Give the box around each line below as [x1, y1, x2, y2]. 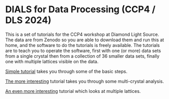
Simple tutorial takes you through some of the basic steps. [5, 68, 128, 75]
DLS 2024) [5, 14, 52, 26]
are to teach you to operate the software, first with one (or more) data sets [5, 47, 161, 54]
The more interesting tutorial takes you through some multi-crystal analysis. [5, 78, 164, 84]
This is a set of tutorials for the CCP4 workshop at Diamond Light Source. [5, 31, 159, 37]
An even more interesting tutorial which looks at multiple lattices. [5, 88, 141, 94]
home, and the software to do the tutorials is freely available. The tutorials [5, 42, 160, 48]
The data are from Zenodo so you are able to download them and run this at [5, 37, 164, 43]
